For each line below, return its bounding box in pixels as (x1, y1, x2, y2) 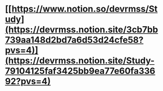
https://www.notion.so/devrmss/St (11, 3, 158, 15)
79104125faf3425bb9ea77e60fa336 (5, 66, 156, 76)
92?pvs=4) (5, 76, 51, 87)
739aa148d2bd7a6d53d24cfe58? (5, 35, 144, 46)
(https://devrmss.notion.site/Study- (5, 55, 155, 66)
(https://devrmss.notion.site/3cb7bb (5, 24, 158, 35)
